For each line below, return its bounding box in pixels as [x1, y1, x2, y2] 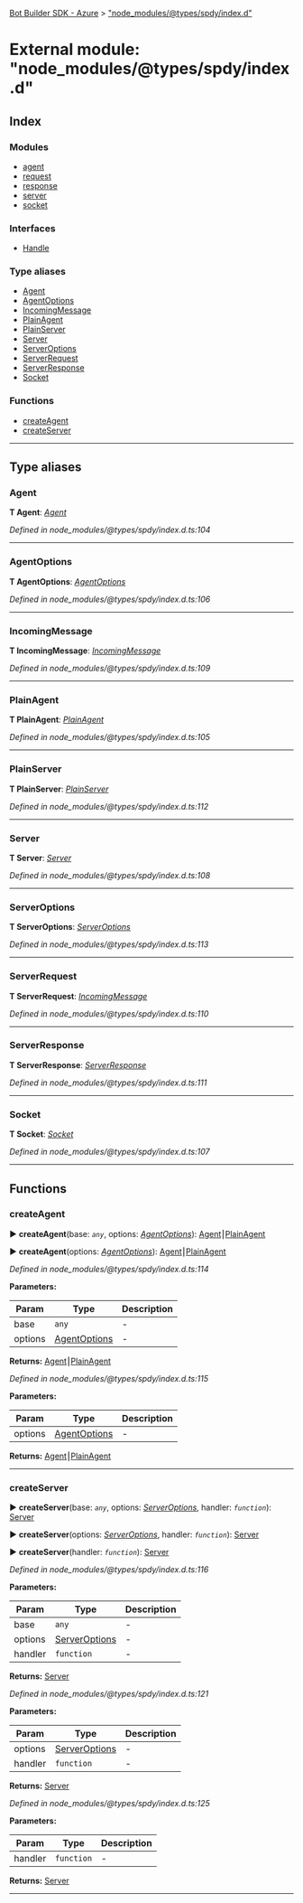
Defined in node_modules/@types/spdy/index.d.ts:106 [9, 594, 211, 605]
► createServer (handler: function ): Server [9, 1547, 170, 1558]
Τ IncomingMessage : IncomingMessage [9, 645, 161, 656]
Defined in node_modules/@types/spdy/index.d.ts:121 [9, 1689, 209, 1700]
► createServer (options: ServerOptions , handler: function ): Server [9, 1529, 260, 1540]
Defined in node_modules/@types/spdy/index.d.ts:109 [9, 663, 211, 674]
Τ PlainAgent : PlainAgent [9, 714, 105, 726]
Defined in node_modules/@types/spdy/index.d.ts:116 [9, 1564, 209, 1575]
